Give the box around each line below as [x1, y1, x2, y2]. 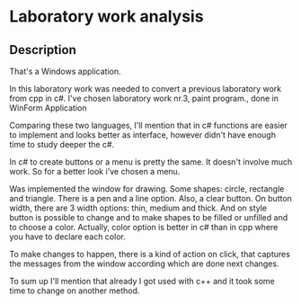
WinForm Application [9, 103, 87, 113]
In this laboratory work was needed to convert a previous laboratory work [9, 84, 282, 94]
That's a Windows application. [9, 66, 121, 76]
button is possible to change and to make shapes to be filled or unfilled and [9, 212, 288, 222]
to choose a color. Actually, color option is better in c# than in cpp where [9, 222, 279, 232]
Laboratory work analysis [9, 6, 204, 27]
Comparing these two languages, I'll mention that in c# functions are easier [9, 120, 288, 130]
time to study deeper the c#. [9, 139, 115, 149]
